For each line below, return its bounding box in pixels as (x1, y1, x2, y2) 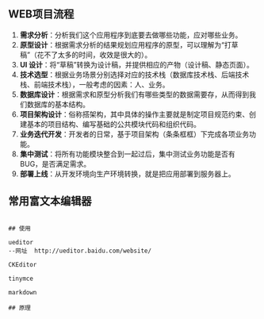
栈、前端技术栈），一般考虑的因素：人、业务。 (19, 79, 170, 89)
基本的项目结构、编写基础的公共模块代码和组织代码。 (26, 119, 201, 129)
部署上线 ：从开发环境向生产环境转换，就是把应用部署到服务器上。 (19, 169, 235, 179)
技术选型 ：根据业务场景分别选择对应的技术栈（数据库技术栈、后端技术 (19, 70, 250, 79)
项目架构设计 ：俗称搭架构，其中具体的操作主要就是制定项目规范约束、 (19, 110, 250, 119)
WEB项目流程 (8, 7, 75, 21)
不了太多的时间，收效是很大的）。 (43, 50, 152, 60)
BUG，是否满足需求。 (19, 159, 91, 168)
